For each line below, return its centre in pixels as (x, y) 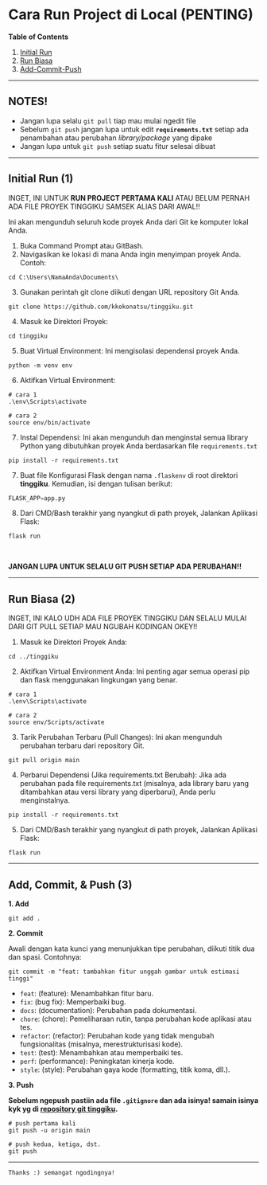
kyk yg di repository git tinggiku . (63, 1109)
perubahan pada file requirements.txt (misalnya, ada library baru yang (134, 784)
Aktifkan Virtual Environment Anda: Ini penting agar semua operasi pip (135, 671)
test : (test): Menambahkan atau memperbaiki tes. (101, 1053)
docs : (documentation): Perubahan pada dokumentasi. (108, 1011)
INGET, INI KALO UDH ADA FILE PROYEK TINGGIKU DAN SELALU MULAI (128, 618)
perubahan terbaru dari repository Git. (82, 745)
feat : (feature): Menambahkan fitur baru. (87, 994)
